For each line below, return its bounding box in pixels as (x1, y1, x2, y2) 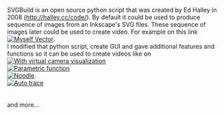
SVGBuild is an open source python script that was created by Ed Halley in (7, 6, 217, 14)
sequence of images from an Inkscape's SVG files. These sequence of (7, 21, 206, 28)
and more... (7, 101, 40, 109)
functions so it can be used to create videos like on (7, 49, 151, 58)
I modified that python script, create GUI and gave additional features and (7, 43, 215, 50)
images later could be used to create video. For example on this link (7, 27, 199, 36)
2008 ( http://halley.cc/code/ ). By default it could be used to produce (7, 13, 201, 21)
